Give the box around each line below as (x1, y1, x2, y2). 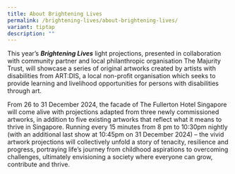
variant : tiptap (7, 23, 55, 30)
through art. (7, 87, 42, 95)
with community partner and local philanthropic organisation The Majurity (7, 57, 221, 66)
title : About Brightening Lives (7, 10, 102, 18)
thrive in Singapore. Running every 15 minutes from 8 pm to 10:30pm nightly (7, 123, 228, 131)
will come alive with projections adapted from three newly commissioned (7, 108, 219, 116)
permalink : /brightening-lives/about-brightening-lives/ (7, 17, 179, 24)
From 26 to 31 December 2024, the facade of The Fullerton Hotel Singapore (7, 100, 227, 109)
